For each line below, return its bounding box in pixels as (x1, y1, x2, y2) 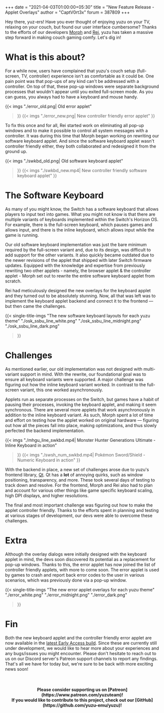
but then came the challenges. (5, 303, 67, 309)
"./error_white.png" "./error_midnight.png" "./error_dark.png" (5, 592, 127, 598)
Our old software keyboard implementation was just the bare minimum (5, 241, 147, 247)
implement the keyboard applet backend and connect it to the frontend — (5, 298, 153, 304)
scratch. (5, 278, 22, 284)
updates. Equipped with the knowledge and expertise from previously (5, 262, 145, 268)
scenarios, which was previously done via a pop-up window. (5, 577, 127, 583)
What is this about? (5, 51, 86, 63)
